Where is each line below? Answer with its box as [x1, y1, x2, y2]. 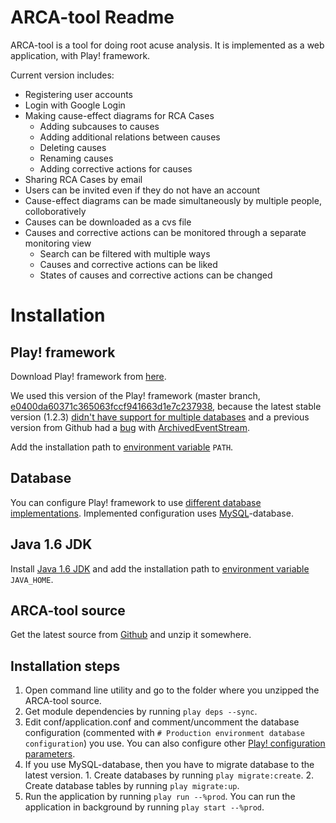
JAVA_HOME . [10, 573, 54, 585]
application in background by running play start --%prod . [24, 801, 265, 813]
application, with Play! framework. [10, 49, 151, 61]
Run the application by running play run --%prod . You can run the [24, 791, 296, 803]
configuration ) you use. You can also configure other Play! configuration [24, 737, 326, 750]
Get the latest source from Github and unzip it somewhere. [10, 629, 252, 641]
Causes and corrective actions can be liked [39, 258, 218, 270]
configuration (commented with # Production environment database [24, 727, 305, 739]
